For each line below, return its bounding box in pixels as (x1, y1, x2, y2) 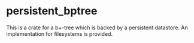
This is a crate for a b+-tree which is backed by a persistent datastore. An (6, 24, 188, 31)
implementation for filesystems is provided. (6, 30, 113, 37)
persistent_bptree (6, 4, 98, 18)
